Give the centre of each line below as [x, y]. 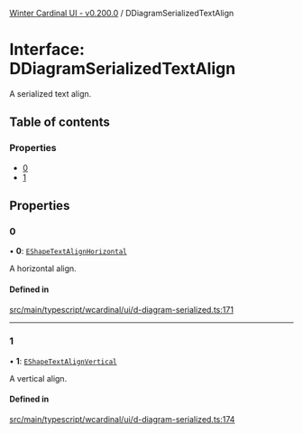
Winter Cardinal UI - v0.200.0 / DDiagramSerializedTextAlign [122, 13]
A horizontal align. [43, 269]
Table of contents [60, 123]
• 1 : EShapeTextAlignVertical [63, 361]
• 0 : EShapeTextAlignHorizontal [69, 251]
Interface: [47, 50]
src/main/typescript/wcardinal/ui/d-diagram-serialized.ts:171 [122, 309]
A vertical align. [38, 378]
